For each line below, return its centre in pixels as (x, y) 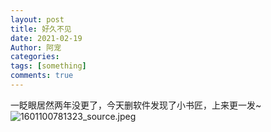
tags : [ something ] (48, 66)
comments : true (42, 76)
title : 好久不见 (41, 29)
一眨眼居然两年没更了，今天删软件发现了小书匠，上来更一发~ (136, 105)
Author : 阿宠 (36, 47)
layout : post (37, 19)
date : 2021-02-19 (46, 38)
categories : (35, 57)
